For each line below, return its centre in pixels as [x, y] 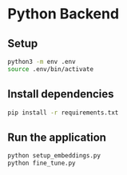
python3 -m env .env [42, 62]
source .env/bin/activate [50, 69]
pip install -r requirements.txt [63, 113]
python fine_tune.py [42, 163]
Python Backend [63, 14]
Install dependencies [61, 94]
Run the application [57, 137]
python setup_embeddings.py [54, 156]
